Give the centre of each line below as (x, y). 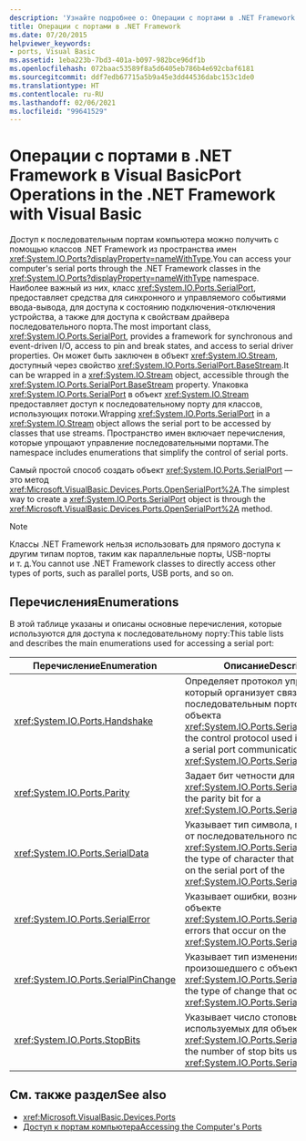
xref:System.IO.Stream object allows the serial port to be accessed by (140, 424)
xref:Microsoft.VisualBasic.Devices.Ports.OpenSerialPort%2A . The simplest (149, 489)
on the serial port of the (235, 870)
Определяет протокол (234, 681)
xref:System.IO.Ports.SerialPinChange (95, 979)
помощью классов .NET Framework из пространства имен (123, 249)
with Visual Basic (76, 214)
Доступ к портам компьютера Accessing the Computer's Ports (142, 1126)
